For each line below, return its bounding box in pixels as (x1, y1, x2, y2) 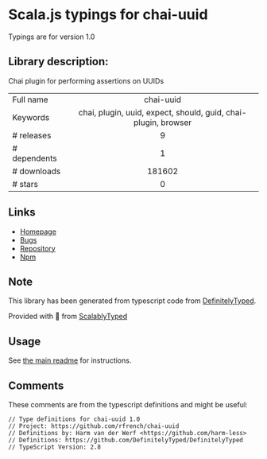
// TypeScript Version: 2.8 (8, 443, 102, 451)
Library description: (8, 55, 109, 68)
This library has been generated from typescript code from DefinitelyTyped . (8, 296, 257, 305)
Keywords (12, 111, 50, 123)
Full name (12, 94, 49, 105)
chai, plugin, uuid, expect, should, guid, (78, 107, 224, 118)
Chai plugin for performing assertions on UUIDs (8, 76, 164, 85)
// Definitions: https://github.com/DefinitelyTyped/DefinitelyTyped (8, 436, 244, 444)
